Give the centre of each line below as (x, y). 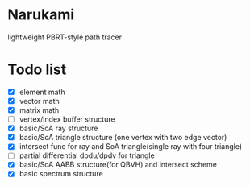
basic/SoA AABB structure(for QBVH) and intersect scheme (118, 165)
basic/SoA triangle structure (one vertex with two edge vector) (123, 138)
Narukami (41, 15)
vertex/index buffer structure (67, 119)
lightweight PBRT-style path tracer (65, 37)
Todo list (37, 70)
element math (42, 92)
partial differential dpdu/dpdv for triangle (87, 155)
